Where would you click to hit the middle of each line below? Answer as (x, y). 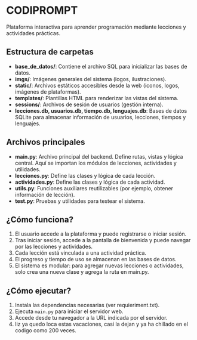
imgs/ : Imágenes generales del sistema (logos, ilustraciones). (91, 79)
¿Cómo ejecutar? (39, 291)
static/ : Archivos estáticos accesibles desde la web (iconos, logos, (97, 85)
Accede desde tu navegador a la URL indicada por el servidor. (91, 318)
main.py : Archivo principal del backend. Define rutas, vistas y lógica (99, 156)
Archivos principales (46, 142)
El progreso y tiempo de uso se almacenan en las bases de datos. (96, 259)
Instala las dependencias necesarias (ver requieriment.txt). (87, 305)
